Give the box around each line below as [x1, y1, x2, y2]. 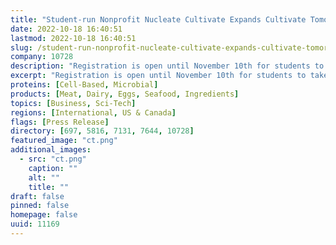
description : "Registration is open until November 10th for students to [10, 61, 325, 71]
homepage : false [10, 210, 78, 220]
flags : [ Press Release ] [10, 117, 110, 127]
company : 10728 [10, 52, 74, 62]
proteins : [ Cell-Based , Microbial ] [10, 80, 159, 90]
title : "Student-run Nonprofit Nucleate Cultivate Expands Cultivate [10, 14, 307, 25]
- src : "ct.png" [19, 154, 87, 164]
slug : [10, 42, 33, 53]
